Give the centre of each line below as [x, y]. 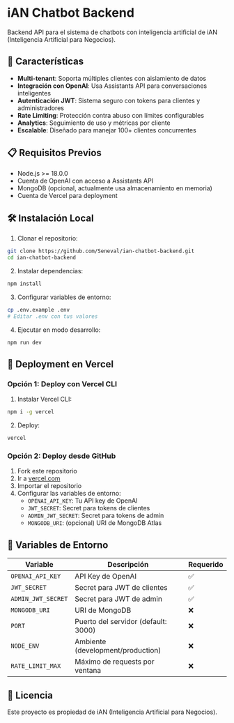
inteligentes [34, 93]
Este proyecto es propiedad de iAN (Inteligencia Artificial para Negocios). [112, 712]
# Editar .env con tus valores [53, 316]
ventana [88, 671]
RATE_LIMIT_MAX [36, 666]
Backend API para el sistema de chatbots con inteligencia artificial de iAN [112, 32]
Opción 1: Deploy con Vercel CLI [62, 383]
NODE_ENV [25, 646]
